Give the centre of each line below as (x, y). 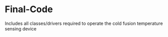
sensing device (21, 28)
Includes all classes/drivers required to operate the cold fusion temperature (84, 23)
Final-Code (29, 9)
